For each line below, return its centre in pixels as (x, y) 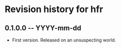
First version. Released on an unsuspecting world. (64, 40)
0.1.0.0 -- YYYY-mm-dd (43, 28)
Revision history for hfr (54, 9)
